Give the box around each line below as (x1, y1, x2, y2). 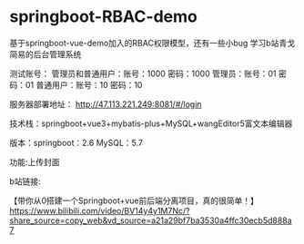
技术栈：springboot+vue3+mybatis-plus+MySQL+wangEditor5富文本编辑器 (9, 118, 293, 129)
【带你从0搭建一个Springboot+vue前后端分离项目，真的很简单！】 (9, 195, 259, 206)
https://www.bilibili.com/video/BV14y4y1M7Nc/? (9, 205, 190, 216)
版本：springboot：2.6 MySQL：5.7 (9, 137, 144, 148)
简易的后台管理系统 (9, 48, 82, 60)
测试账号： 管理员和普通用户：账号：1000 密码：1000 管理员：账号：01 (9, 68, 277, 79)
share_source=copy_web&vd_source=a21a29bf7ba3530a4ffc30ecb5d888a (9, 215, 293, 226)
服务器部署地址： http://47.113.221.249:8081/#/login (9, 98, 202, 110)
